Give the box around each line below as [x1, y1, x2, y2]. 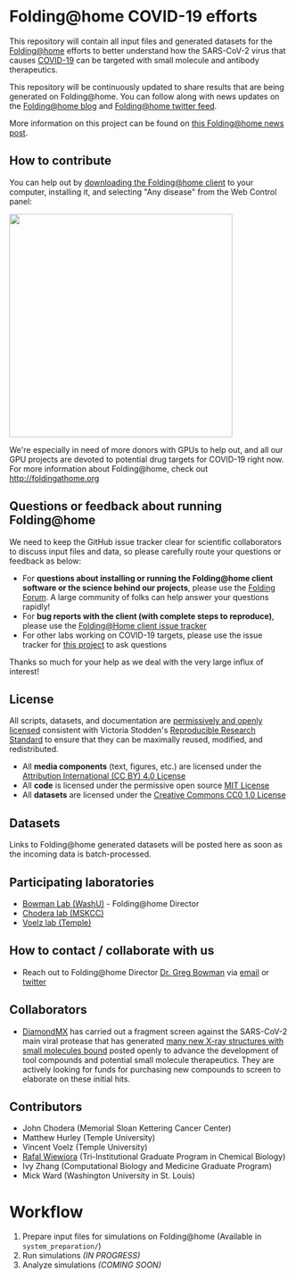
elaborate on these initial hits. [21, 1074, 131, 1084]
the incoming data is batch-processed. [9, 848, 152, 859]
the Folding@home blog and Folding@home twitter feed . [9, 100, 218, 111]
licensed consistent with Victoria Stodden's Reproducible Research [9, 725, 256, 736]
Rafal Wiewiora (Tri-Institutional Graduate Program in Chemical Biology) [21, 1151, 286, 1162]
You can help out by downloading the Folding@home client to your [9, 177, 254, 188]
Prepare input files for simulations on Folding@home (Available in [21, 1231, 262, 1242]
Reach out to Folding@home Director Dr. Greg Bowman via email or [21, 966, 270, 977]
